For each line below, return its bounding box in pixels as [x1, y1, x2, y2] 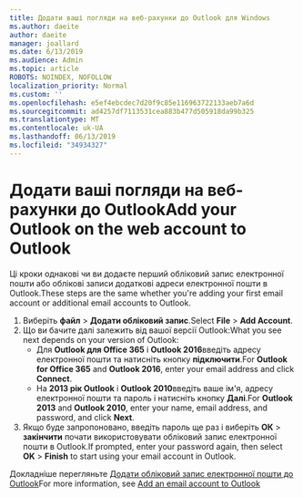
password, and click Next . [35, 411, 135, 422]
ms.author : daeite [9, 22, 79, 31]
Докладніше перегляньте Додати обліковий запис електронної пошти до [9, 468, 294, 479]
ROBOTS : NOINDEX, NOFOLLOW [9, 73, 112, 82]
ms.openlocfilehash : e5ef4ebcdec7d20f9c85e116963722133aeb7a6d [9, 98, 255, 108]
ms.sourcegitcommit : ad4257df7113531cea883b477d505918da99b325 [9, 107, 255, 116]
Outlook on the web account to [9, 218, 247, 239]
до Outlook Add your [80, 199, 237, 220]
